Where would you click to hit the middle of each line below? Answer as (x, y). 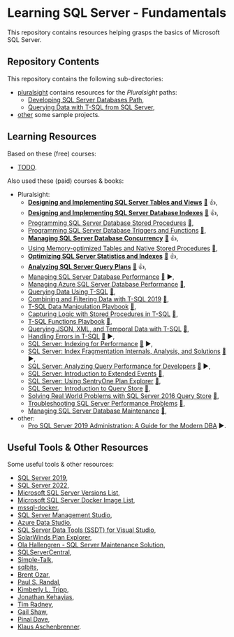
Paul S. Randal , (39, 582)
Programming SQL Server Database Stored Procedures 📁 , (111, 223)
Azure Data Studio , (44, 523)
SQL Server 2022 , (43, 486)
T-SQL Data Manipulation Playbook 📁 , (82, 306)
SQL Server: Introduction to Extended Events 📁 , (96, 374)
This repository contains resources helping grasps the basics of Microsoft (114, 32)
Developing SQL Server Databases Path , (86, 100)
